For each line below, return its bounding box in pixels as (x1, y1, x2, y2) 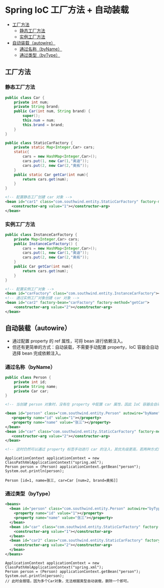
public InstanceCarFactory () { (14, 241, 78, 246)
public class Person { (5, 375, 51, 380)
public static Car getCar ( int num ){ (14, 172, 89, 177)
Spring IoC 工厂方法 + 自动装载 (5, 4, 129, 16)
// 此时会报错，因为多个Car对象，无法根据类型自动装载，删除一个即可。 (5, 578, 131, 584)
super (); (22, 113, 41, 118)
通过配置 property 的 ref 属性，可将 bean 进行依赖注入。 (12, 338, 125, 344)
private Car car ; (14, 388, 49, 394)
